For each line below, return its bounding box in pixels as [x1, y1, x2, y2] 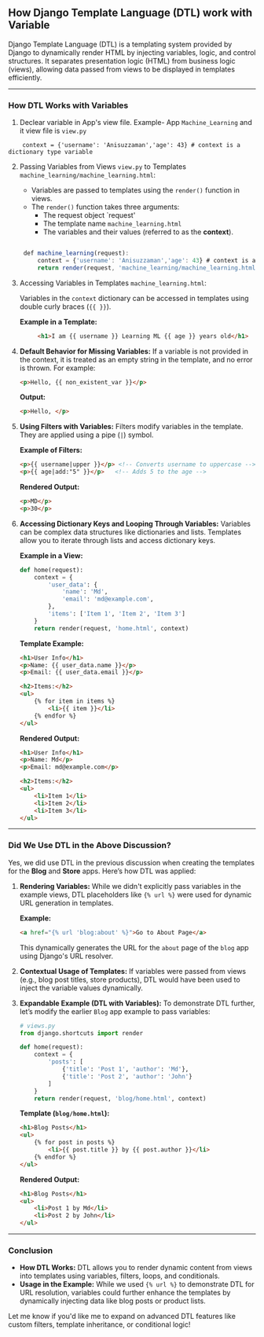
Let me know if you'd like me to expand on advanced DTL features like [8, 1312, 236, 1321]
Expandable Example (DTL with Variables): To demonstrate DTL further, [19, 998, 255, 1008]
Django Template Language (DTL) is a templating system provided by [8, 39, 233, 49]
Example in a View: [19, 550, 83, 560]
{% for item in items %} [34, 697, 115, 706]
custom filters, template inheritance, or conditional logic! [8, 1320, 191, 1329]
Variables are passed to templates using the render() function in [31, 185, 240, 195]
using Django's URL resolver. [19, 951, 114, 961]
